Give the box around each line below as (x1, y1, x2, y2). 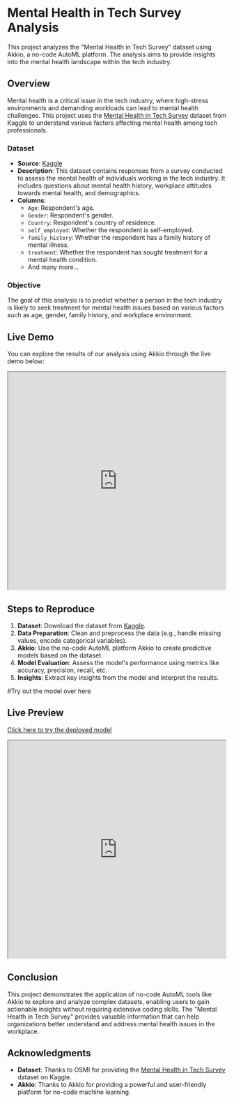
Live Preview (7, 707, 64, 719)
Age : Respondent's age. (27, 204, 95, 212)
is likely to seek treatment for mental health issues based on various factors (7, 303, 224, 312)
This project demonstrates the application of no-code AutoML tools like (7, 990, 212, 998)
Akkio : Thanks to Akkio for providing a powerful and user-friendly (17, 1081, 207, 1089)
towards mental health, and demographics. (17, 189, 141, 197)
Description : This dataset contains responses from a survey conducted (17, 167, 223, 175)
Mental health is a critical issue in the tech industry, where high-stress (7, 96, 209, 105)
